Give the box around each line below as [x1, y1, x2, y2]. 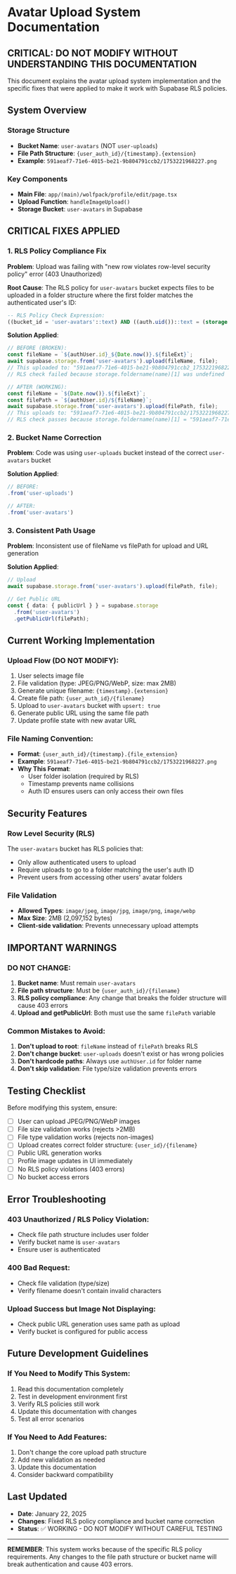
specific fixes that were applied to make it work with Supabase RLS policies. [7, 84, 228, 92]
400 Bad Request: [7, 1263, 70, 1273]
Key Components [7, 173, 68, 183]
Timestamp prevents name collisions [27, 780, 135, 788]
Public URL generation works [17, 1149, 102, 1157]
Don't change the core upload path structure [17, 1448, 147, 1456]
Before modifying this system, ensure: [7, 1103, 117, 1112]
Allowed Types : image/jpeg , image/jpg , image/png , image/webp [17, 907, 196, 915]
